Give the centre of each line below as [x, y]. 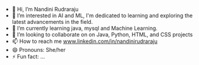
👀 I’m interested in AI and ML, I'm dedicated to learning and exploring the [102, 16]
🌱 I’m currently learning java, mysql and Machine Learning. [85, 28]
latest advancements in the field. [52, 22]
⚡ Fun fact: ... [28, 56]
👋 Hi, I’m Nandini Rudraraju [45, 9]
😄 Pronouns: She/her [39, 50]
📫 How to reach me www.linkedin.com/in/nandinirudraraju [85, 41]
